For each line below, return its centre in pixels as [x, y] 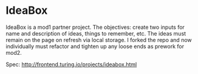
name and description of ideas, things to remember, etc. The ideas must [96, 33]
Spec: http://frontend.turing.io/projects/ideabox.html [71, 64]
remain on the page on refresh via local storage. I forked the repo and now [99, 40]
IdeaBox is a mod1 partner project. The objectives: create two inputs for [95, 27]
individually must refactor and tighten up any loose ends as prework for [95, 46]
